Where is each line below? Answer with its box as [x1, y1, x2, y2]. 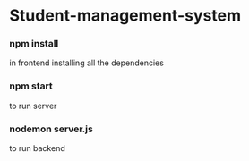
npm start [9, 80, 54, 92]
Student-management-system [9, 5, 242, 26]
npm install [9, 38, 59, 50]
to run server [9, 100, 57, 111]
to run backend [9, 143, 65, 154]
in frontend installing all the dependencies [9, 57, 164, 68]
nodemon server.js [9, 123, 94, 135]
